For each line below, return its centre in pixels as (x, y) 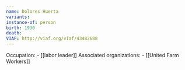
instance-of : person (31, 22)
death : (14, 33)
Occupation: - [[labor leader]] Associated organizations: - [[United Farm (92, 55)
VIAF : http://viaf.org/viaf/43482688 (52, 38)
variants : (18, 17)
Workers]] (18, 61)
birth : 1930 (20, 28)
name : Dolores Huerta (32, 11)
